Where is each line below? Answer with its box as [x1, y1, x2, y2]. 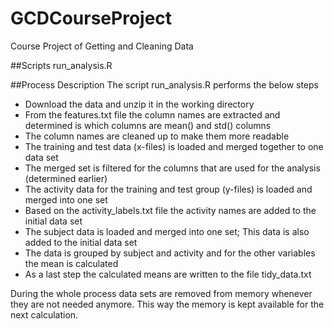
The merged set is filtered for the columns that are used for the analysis [24, 162, 321, 174]
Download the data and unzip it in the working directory [24, 98, 255, 110]
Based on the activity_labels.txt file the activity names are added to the [24, 204, 317, 216]
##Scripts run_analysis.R [10, 59, 113, 71]
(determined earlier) [24, 172, 108, 184]
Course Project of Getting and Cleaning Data [10, 40, 194, 52]
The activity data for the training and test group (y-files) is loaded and [24, 183, 313, 195]
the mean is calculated [24, 257, 119, 269]
